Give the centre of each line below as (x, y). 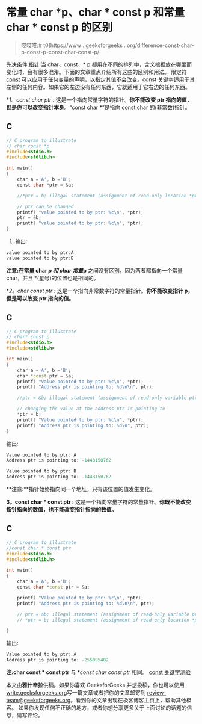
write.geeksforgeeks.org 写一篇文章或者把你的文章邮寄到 (76, 692)
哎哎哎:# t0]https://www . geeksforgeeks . (73, 45)
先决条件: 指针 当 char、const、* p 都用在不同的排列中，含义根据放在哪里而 (99, 64)
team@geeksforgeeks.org (38, 700)
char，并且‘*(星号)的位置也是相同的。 (53, 278)
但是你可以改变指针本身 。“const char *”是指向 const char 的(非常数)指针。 (98, 107)
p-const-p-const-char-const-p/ (60, 52)
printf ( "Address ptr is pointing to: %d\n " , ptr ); (83, 425)
